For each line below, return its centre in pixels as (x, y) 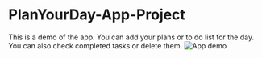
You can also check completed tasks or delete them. (96, 45)
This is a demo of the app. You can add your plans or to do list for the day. (131, 37)
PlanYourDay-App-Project (97, 15)
